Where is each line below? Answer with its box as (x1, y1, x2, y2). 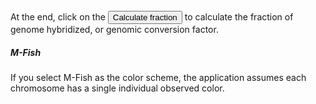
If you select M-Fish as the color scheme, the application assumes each (10, 71, 307, 83)
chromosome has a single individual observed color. (10, 82, 225, 94)
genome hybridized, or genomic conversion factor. (10, 24, 219, 35)
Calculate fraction (112, 12, 178, 23)
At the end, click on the (10, 11, 106, 23)
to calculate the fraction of (184, 11, 294, 23)
